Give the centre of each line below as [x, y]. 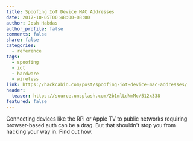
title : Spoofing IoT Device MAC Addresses [60, 12]
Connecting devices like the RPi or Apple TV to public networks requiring [97, 119]
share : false [23, 40]
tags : [13, 57]
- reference [27, 51]
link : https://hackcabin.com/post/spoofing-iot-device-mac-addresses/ [97, 85]
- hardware [25, 74]
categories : [21, 46]
